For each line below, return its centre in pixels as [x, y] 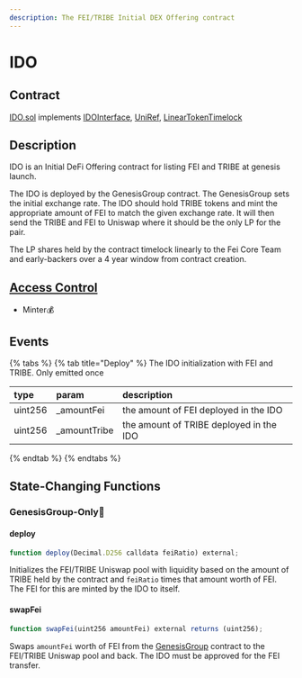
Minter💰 [38, 310]
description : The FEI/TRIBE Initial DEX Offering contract [122, 18]
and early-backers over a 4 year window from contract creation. [128, 259]
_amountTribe [85, 430]
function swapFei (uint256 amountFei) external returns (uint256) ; [136, 628]
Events [29, 342]
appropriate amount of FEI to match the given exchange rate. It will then [142, 213]
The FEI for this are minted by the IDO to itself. [95, 589]
